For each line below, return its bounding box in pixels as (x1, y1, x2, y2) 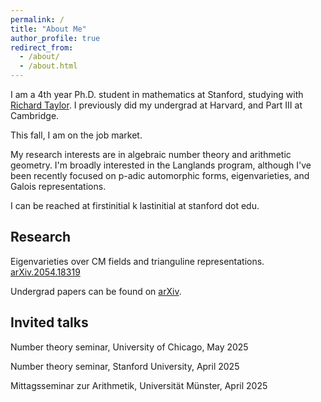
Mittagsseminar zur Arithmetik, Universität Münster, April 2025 (10, 379, 268, 391)
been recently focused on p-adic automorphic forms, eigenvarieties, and (10, 170, 310, 181)
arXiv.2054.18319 (10, 266, 81, 278)
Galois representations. (10, 181, 107, 192)
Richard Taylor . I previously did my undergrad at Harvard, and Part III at (10, 99, 303, 111)
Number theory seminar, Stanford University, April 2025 (10, 360, 240, 372)
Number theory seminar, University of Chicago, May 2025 (10, 341, 249, 353)
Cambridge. (10, 110, 60, 121)
